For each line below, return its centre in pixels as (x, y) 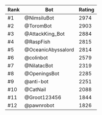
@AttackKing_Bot (44, 34)
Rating (87, 10)
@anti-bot (36, 81)
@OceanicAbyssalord (49, 50)
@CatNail (35, 89)
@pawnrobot (39, 105)
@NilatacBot (38, 66)
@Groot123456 (43, 97)
